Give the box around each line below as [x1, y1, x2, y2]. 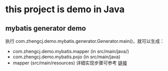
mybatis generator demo [5, 24, 86, 33]
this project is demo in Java [5, 4, 125, 15]
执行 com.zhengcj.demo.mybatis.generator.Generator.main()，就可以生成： [5, 38, 164, 44]
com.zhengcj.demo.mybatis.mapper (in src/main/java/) [12, 49, 129, 54]
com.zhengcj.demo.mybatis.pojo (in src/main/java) [12, 54, 121, 60]
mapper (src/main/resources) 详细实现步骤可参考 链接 [12, 60, 127, 66]
